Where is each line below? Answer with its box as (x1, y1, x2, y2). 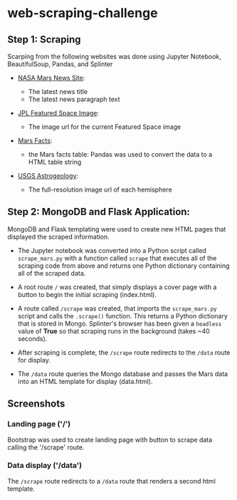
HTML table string (28, 158, 82, 166)
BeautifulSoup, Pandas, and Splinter (7, 60, 113, 68)
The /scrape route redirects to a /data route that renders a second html (7, 476, 216, 485)
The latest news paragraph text (28, 95, 120, 103)
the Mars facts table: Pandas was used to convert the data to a (28, 150, 213, 158)
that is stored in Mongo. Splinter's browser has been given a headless (17, 319, 222, 328)
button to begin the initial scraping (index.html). (17, 290, 157, 298)
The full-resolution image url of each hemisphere (28, 185, 172, 194)
